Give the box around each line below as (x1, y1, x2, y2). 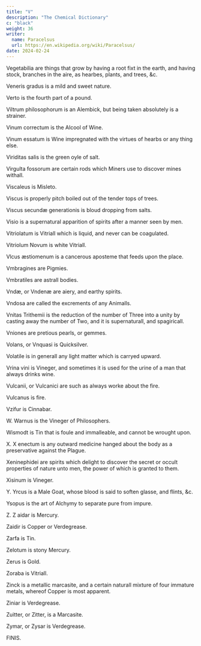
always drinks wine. (6, 370, 55, 377)
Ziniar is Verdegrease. (6, 599, 61, 606)
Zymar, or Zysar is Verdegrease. (6, 623, 86, 630)
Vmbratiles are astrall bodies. (6, 276, 79, 283)
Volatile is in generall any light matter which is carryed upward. (6, 352, 161, 359)
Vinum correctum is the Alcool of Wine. (6, 124, 103, 131)
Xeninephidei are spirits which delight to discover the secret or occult (6, 458, 178, 466)
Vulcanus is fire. (6, 394, 46, 401)
